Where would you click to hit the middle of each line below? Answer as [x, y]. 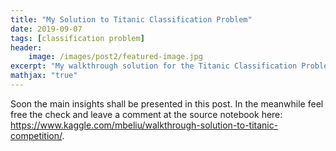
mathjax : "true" [44, 76]
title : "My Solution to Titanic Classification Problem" [131, 19]
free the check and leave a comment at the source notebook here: [146, 114]
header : [26, 47]
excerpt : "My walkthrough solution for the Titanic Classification [154, 66]
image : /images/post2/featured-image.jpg [115, 57]
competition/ [36, 135]
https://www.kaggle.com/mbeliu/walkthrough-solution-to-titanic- [144, 125]
